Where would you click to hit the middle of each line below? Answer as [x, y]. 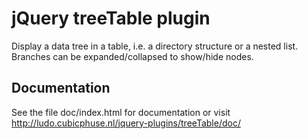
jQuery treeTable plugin [111, 18]
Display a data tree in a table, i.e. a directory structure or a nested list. [155, 46]
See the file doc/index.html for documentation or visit [121, 112]
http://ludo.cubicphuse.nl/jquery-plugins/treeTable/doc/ [126, 123]
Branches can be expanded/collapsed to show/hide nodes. [132, 56]
